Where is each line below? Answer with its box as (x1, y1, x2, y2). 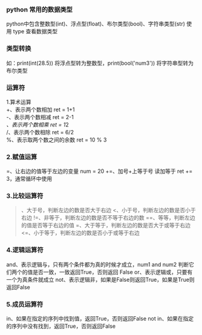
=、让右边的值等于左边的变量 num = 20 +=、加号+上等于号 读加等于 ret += (6, 167, 193, 175)
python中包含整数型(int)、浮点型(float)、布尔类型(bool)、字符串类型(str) (6, 20, 186, 28)
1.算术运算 (6, 98, 31, 105)
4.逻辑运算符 (6, 246, 44, 255)
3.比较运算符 (6, 192, 44, 200)
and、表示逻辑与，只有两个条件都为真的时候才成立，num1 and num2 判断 (6, 261, 189, 268)
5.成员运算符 (6, 300, 44, 308)
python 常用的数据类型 (6, 5, 73, 13)
